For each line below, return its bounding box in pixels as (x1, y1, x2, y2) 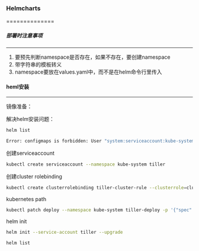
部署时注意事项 (6, 31, 43, 39)
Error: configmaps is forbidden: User (6, 138, 102, 144)
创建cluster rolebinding (6, 173, 62, 180)
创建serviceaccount (6, 150, 54, 157)
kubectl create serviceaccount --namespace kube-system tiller (6, 161, 166, 167)
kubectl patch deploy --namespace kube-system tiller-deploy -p (6, 206, 168, 213)
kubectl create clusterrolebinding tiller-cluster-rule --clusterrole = (6, 185, 187, 191)
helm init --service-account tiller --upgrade (6, 229, 123, 235)
